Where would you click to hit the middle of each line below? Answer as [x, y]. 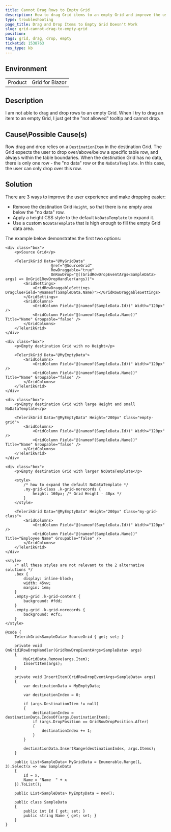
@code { [13, 632]
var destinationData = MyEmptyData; [62, 686]
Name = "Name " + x [45, 780]
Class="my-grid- [141, 512]
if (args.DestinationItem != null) [61, 704]
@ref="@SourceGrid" [72, 265]
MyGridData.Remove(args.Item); [57, 659]
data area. [23, 228]
